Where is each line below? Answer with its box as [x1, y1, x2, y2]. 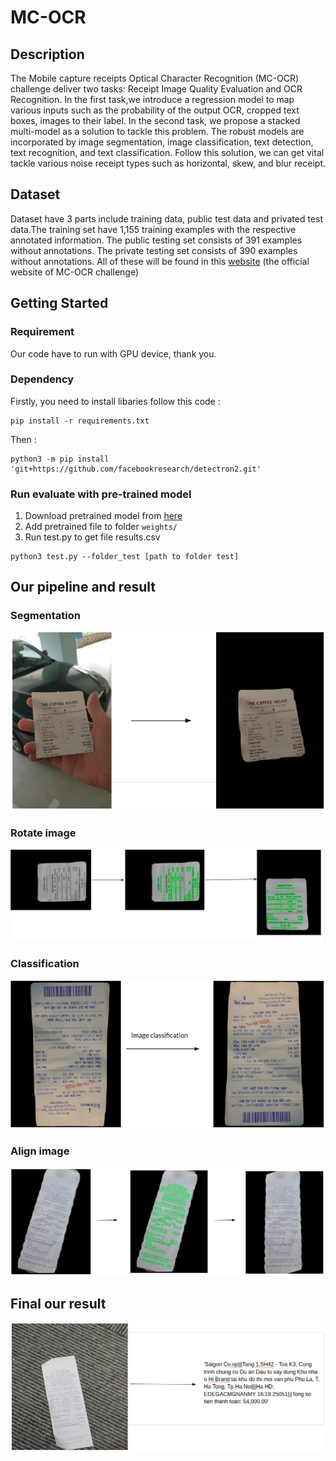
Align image [10, 1144, 70, 1158]
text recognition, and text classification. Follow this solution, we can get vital [10, 147, 325, 158]
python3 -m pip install [10, 454, 110, 464]
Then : [10, 433, 37, 445]
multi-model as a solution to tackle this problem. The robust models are [10, 126, 305, 137]
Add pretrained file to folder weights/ [24, 521, 178, 533]
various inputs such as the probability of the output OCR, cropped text [10, 104, 300, 116]
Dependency [10, 372, 75, 386]
